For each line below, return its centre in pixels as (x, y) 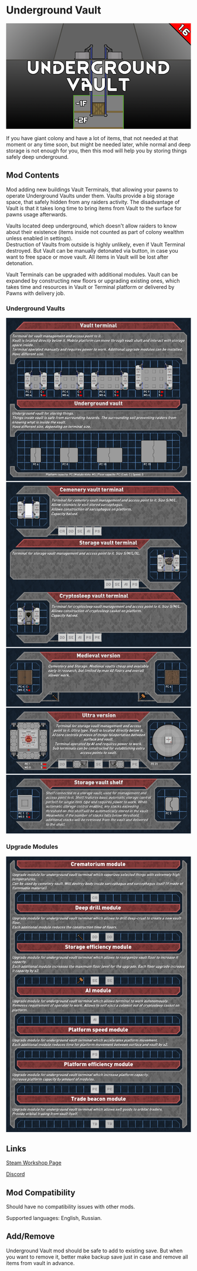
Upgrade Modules (32, 847)
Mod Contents (33, 176)
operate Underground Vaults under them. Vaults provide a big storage (90, 196)
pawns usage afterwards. (37, 214)
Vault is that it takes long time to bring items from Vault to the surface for (94, 208)
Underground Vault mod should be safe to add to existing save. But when (94, 1250)
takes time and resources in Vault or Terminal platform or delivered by (90, 287)
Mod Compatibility (41, 1193)
